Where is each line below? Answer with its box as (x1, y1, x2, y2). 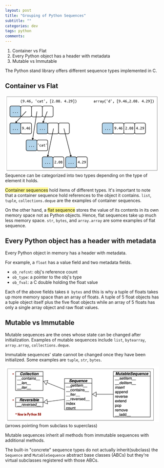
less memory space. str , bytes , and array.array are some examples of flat (5, 218, 156, 223)
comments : (5, 34, 25, 39)
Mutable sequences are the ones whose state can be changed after (5, 331, 141, 338)
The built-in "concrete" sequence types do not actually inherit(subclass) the (5, 446, 158, 453)
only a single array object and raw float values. (5, 304, 99, 310)
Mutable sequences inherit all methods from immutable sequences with (5, 432, 149, 438)
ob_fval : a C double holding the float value (12, 279, 98, 285)
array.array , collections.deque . (5, 342, 70, 348)
